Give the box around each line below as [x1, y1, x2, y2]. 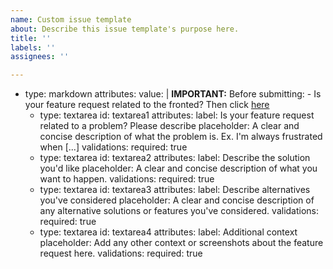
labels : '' [10, 42, 56, 53]
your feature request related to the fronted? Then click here [24, 99, 270, 111]
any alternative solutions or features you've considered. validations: [39, 205, 320, 217]
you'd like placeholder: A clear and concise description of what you [39, 162, 318, 175]
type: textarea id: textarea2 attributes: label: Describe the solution [39, 152, 311, 164]
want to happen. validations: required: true [39, 173, 215, 185]
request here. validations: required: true [39, 247, 203, 260]
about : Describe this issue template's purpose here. [10, 24, 240, 34]
